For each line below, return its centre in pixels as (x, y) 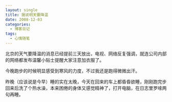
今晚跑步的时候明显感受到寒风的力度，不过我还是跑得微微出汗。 (72, 71)
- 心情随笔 (20, 39)
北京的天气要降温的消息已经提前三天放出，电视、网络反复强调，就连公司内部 (86, 54)
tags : (11, 34)
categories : (18, 24)
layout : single (21, 10)
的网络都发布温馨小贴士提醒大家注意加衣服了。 (55, 60)
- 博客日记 (20, 29)
